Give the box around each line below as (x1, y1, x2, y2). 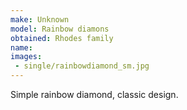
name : (10, 42, 33, 53)
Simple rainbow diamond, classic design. (10, 89, 179, 100)
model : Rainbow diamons (10, 24, 110, 34)
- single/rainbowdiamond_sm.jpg (14, 61, 150, 71)
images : (10, 52, 43, 62)
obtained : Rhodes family (10, 33, 114, 43)
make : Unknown (10, 14, 70, 25)
